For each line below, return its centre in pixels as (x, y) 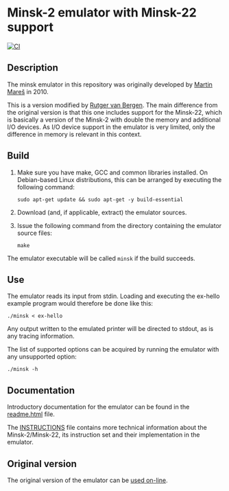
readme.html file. (31, 414)
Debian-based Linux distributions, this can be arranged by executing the (119, 179)
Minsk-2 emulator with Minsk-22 (102, 13)
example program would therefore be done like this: (80, 304)
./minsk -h (23, 369)
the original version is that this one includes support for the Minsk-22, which (115, 112)
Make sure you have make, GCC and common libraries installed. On (112, 172)
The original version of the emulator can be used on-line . (87, 480)
